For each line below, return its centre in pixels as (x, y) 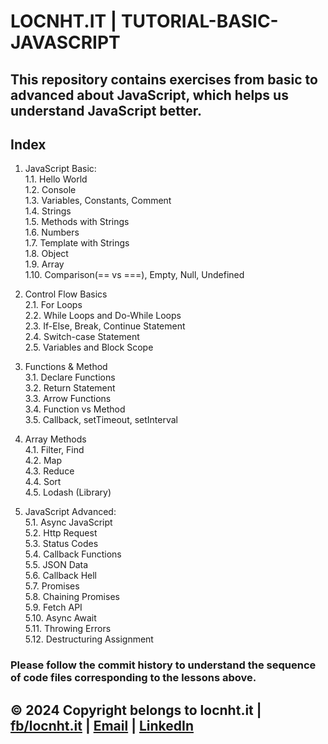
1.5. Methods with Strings (77, 222)
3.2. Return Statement (70, 388)
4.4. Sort (43, 482)
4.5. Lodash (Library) (68, 492)
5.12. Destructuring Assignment (89, 639)
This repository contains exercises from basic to (164, 79)
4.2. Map (43, 461)
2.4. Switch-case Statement (82, 337)
